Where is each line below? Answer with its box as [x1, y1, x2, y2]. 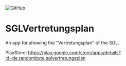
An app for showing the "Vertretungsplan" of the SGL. [5, 39, 120, 46]
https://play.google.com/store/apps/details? [28, 49, 121, 56]
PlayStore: [5, 49, 27, 56]
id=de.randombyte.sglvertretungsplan [5, 55, 86, 61]
